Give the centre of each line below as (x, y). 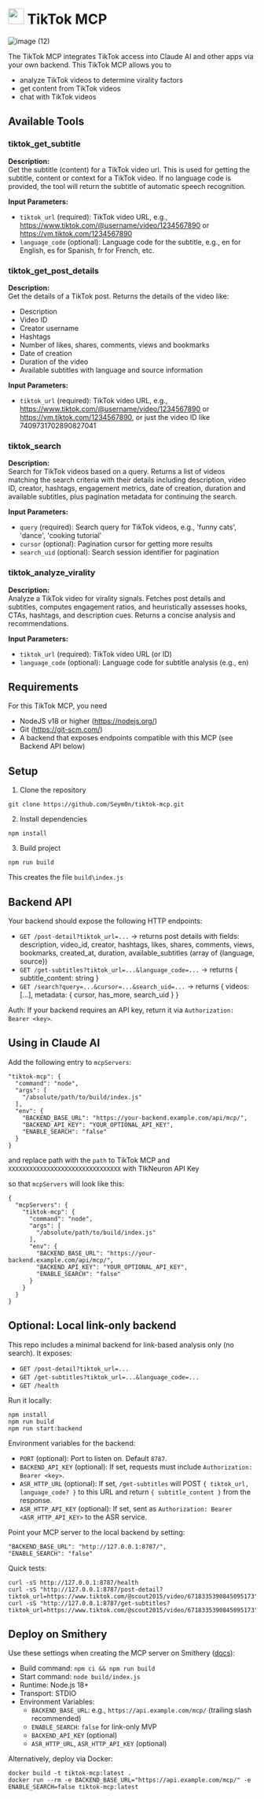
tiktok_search (35, 446)
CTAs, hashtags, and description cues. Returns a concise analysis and (122, 615)
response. (36, 1500)
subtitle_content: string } (59, 977)
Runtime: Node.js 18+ (54, 1685)
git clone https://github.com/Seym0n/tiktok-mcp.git (96, 805)
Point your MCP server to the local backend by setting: (97, 1532)
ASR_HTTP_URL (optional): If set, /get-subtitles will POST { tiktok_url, (134, 1483)
